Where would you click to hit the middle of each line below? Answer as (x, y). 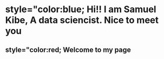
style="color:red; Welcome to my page (68, 50)
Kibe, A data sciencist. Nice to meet (82, 20)
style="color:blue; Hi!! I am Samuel (81, 9)
